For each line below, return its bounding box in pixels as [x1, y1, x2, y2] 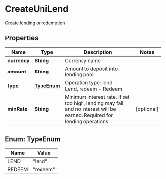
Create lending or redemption [5, 20, 65, 26]
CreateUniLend [5, 3, 69, 15]
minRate [7, 106, 28, 112]
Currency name [65, 57, 101, 64]
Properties [5, 34, 39, 42]
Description [83, 48, 112, 55]
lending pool [65, 71, 94, 78]
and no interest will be [65, 106, 116, 112]
